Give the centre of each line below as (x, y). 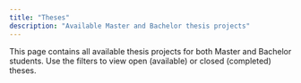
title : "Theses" (39, 17)
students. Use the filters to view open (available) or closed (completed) (140, 61)
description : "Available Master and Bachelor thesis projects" (130, 26)
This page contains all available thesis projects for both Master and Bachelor (150, 51)
